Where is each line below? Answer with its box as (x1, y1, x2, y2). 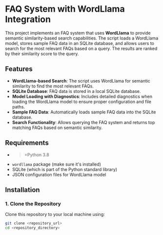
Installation (5, 186, 40, 194)
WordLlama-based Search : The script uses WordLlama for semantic (12, 78, 150, 84)
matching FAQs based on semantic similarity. (12, 125, 102, 130)
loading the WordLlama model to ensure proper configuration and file (12, 99, 151, 105)
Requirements (5, 139, 49, 147)
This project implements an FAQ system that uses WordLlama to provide (5, 30, 151, 36)
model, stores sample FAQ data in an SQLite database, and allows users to (5, 40, 155, 46)
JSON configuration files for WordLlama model (12, 171, 106, 177)
